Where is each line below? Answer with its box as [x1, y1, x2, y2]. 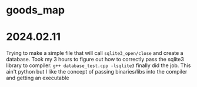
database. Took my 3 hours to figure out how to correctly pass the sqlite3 [6, 56, 184, 63]
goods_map [6, 4, 65, 17]
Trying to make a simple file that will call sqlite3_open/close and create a [6, 50, 183, 57]
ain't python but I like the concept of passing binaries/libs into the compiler [6, 68, 188, 75]
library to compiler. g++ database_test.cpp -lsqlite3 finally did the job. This [6, 62, 191, 69]
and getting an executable [6, 74, 69, 82]
